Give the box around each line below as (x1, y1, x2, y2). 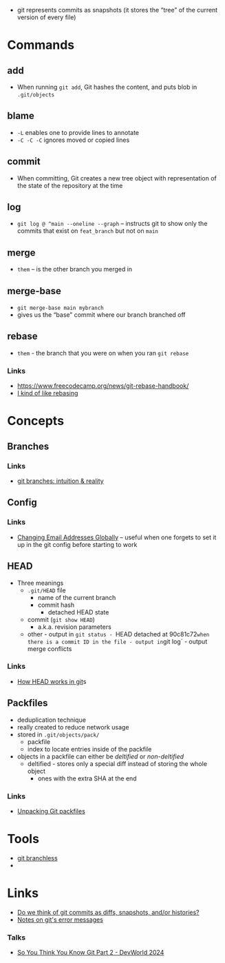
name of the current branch (37, 593, 116, 601)
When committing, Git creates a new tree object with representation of (17, 174, 217, 182)
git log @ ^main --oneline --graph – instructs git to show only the (17, 220, 208, 228)
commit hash (37, 601, 75, 609)
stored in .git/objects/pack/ (17, 730, 100, 738)
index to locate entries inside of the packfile (27, 745, 152, 753)
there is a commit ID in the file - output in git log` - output (27, 637, 208, 645)
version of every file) (17, 13, 76, 21)
